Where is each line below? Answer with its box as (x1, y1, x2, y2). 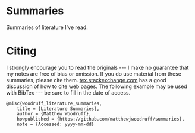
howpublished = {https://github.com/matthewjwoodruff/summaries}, (17, 116, 185, 122)
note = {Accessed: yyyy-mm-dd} (17, 121, 95, 127)
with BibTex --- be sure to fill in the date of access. (6, 89, 131, 96)
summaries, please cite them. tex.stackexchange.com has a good (6, 76, 166, 83)
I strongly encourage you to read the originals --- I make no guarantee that (6, 64, 189, 71)
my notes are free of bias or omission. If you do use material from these (6, 70, 181, 77)
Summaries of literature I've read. (6, 24, 88, 31)
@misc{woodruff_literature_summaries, (6, 100, 102, 106)
